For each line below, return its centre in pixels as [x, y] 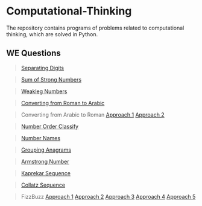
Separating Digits [43, 68]
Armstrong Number [45, 161]
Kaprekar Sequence [46, 173]
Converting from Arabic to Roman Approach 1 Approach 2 [93, 114]
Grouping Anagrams [46, 150]
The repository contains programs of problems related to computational [95, 28]
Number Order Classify [50, 126]
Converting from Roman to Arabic [63, 103]
